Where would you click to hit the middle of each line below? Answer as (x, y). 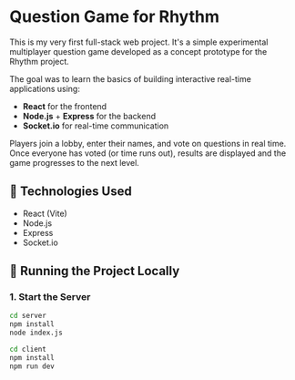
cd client (28, 349)
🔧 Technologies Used (71, 192)
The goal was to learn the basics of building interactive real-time (131, 78)
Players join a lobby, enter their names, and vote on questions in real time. (148, 143)
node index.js (36, 333)
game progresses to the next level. (74, 162)
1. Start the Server (50, 297)
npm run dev (32, 366)
